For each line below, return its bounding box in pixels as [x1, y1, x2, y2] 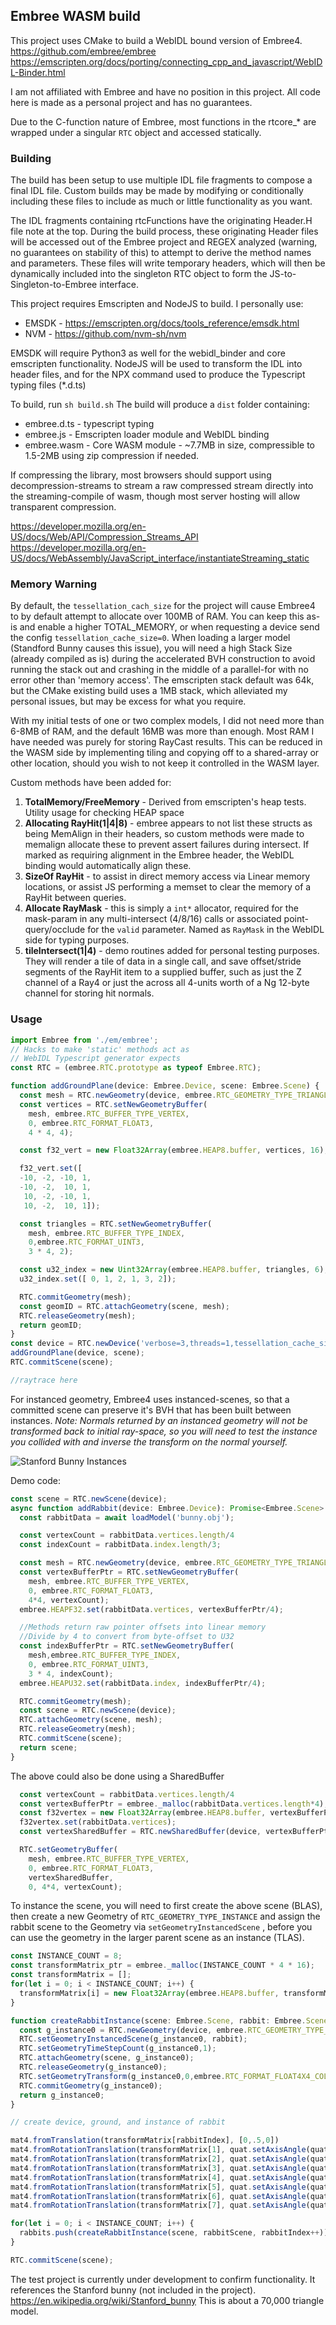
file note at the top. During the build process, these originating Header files [10, 225, 319, 238]
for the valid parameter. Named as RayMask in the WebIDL [87, 924, 325, 936]
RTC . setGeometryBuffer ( [19, 1845, 118, 1855]
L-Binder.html [10, 66, 66, 78]
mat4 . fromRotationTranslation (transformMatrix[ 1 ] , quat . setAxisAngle [10, 2145, 307, 2155]
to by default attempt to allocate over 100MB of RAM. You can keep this [10, 610, 305, 623]
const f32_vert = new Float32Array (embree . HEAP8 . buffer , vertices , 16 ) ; [19, 1145, 329, 1156]
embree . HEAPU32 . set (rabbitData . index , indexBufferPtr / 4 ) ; [19, 1678, 267, 1688]
